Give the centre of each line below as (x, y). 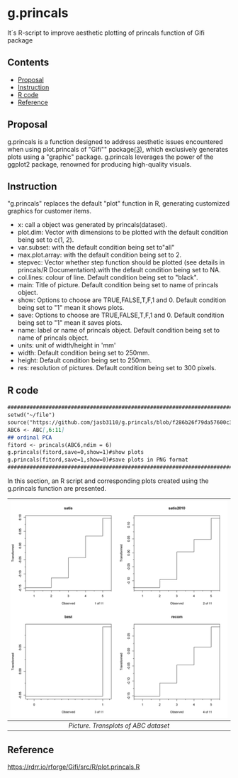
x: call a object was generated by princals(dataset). (92, 225)
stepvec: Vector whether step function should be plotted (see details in (121, 262)
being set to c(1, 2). (46, 240)
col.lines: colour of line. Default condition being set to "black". (108, 277)
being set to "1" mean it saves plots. (70, 323)
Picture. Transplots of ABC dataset (119, 726)
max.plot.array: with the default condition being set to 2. (100, 255)
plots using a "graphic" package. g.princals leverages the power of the (110, 157)
